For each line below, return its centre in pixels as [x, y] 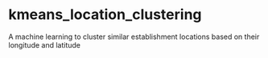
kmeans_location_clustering [105, 15]
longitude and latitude [45, 44]
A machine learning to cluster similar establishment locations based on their [134, 37]
